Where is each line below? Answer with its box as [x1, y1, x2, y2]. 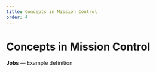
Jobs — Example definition [6, 60, 73, 67]
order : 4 [6, 14, 28, 20]
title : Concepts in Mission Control [6, 8, 97, 15]
